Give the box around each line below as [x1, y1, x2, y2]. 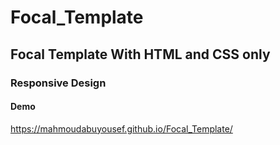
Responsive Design [10, 76, 107, 90]
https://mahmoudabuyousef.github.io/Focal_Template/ [10, 122, 233, 135]
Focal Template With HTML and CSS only [10, 46, 271, 63]
